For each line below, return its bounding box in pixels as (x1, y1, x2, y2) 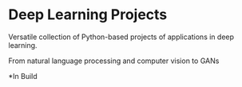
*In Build (8, 71, 38, 81)
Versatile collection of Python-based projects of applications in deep (8, 32, 234, 42)
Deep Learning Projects (8, 6, 168, 24)
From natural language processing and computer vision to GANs (8, 56, 220, 65)
